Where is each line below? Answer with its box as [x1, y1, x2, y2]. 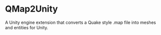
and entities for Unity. [5, 24, 49, 30]
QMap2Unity [5, 3, 58, 15]
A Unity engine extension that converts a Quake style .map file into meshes [5, 19, 156, 25]
